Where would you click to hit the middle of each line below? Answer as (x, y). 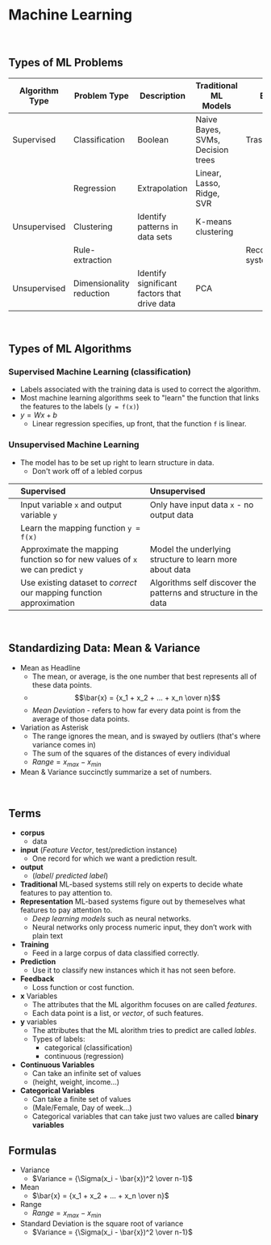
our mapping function (61, 592)
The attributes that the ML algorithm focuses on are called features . (144, 1005)
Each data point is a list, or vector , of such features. (118, 1014)
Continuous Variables (57, 1065)
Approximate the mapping (69, 549)
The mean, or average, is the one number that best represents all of (144, 676)
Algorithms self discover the (203, 582)
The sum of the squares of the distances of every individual (131, 753)
